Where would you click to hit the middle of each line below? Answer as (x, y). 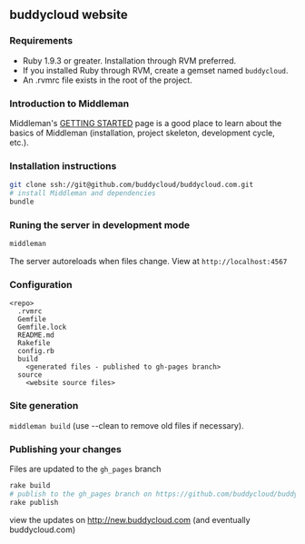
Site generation (44, 406)
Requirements (41, 41)
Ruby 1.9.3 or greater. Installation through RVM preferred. (129, 60)
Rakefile (34, 343)
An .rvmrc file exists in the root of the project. (107, 80)
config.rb (36, 351)
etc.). (19, 142)
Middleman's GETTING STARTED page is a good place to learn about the (146, 123)
